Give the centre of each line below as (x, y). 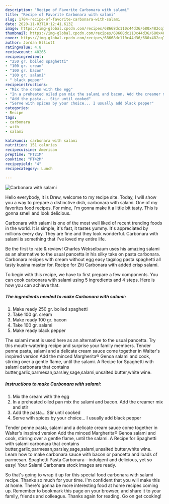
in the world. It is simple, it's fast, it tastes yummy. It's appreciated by (77, 228)
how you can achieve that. (32, 285)
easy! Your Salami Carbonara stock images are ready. (61, 465)
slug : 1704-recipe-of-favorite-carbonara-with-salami (63, 19)
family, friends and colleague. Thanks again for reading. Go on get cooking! (83, 496)
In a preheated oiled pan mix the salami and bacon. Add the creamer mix (88, 402)
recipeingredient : (24, 57)
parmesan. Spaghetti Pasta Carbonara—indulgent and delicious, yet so (79, 460)
